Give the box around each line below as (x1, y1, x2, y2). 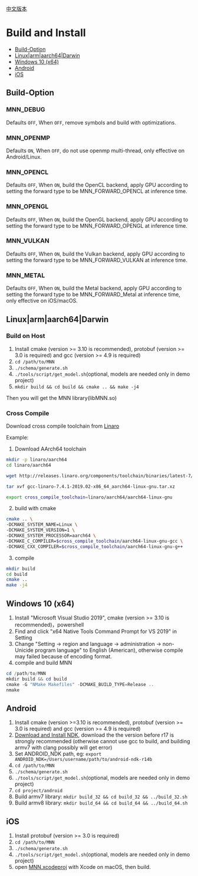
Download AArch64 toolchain (14, 445, 87, 452)
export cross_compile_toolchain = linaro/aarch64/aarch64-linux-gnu (6, 494, 173, 500)
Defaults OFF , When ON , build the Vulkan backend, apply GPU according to (6, 250, 185, 257)
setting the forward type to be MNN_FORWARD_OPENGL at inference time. (6, 222, 187, 229)
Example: (6, 434, 29, 441)
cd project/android (14, 788, 63, 794)
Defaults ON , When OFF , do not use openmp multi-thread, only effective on (6, 147, 185, 154)
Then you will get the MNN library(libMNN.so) (6, 394, 117, 401)
